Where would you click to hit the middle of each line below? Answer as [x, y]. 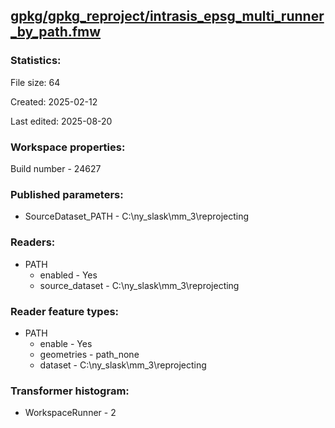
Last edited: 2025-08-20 [61, 121]
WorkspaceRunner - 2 [70, 413]
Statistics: [36, 61]
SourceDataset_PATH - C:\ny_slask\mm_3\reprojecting [137, 216]
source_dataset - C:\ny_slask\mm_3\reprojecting [139, 285]
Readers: [33, 242]
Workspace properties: [68, 147]
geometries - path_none [89, 354]
